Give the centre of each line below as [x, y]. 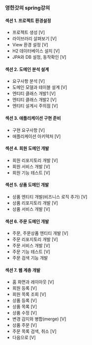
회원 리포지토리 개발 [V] [35, 160]
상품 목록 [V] [25, 307]
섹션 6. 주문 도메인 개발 [27, 221]
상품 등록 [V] [25, 301]
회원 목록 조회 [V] [29, 294]
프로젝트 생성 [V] [29, 33]
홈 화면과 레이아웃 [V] [33, 282]
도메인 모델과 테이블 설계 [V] [40, 87]
